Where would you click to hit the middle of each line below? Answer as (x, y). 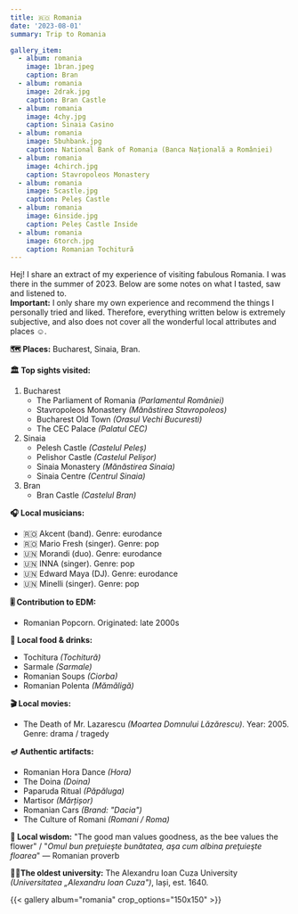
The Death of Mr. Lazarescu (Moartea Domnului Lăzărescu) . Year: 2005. (156, 724)
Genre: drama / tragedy (66, 734)
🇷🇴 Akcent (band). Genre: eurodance (93, 534)
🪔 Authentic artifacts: (52, 752)
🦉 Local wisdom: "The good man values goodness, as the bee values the (144, 837)
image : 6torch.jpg (60, 241)
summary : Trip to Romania (58, 34)
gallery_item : (36, 50)
